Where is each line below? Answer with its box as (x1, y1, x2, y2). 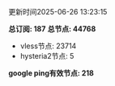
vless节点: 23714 (19, 41, 77, 51)
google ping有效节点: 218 (8, 68, 95, 78)
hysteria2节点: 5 (19, 51, 75, 60)
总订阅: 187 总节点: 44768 (8, 24, 96, 34)
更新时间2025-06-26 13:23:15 (8, 7, 108, 16)
